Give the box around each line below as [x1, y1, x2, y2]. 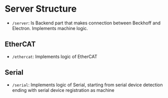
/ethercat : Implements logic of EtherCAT [12, 53, 98, 59]
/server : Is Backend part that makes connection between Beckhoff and [12, 20, 161, 26]
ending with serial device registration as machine [12, 87, 115, 93]
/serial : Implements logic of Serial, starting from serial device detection [12, 82, 163, 88]
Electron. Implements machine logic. [12, 25, 88, 31]
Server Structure [5, 3, 77, 15]
